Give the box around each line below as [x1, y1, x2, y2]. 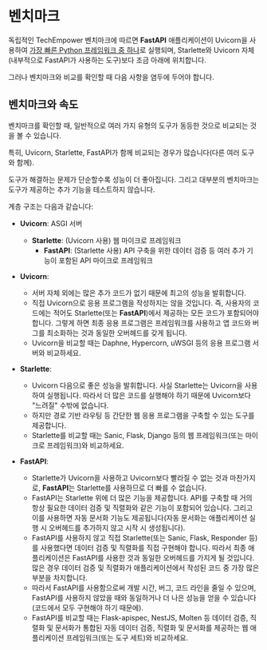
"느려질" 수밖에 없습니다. [31, 401, 109, 410]
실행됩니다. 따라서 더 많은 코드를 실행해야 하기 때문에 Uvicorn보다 [46, 390, 251, 400]
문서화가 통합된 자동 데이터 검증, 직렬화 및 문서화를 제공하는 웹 [55, 623, 249, 632]
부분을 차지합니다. [31, 572, 88, 582]
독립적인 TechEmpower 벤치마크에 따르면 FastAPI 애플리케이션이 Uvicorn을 [8, 35, 249, 45]
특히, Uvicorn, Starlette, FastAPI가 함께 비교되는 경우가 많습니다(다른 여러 [8, 147, 240, 157]
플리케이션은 [31, 552, 71, 562]
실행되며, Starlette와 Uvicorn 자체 [147, 45, 255, 54]
